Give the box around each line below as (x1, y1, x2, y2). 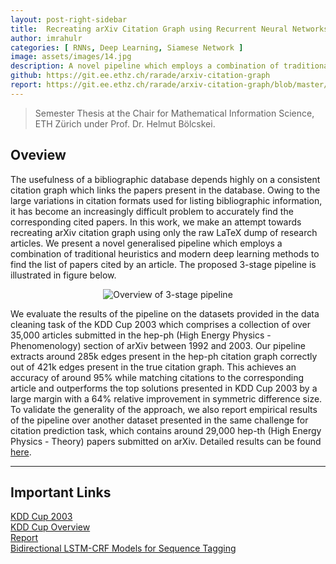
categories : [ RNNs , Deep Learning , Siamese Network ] (10, 42, 244, 53)
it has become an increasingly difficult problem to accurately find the (10, 205, 294, 217)
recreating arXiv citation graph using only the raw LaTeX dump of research (10, 226, 318, 238)
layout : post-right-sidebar (10, 14, 128, 25)
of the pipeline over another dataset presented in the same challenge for (10, 414, 309, 426)
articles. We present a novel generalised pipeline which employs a (10, 237, 283, 249)
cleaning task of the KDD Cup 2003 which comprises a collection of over (10, 318, 311, 330)
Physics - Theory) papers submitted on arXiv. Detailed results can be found (10, 435, 322, 447)
